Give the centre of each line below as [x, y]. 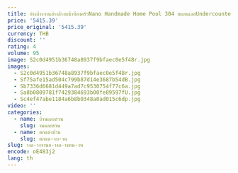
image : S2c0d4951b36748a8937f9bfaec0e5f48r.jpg [79, 60]
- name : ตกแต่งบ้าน [38, 132]
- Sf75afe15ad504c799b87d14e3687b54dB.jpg [77, 79]
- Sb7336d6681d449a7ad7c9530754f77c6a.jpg [77, 86]
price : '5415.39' [33, 20]
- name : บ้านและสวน [39, 119]
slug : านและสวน [40, 125]
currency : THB [28, 34]
